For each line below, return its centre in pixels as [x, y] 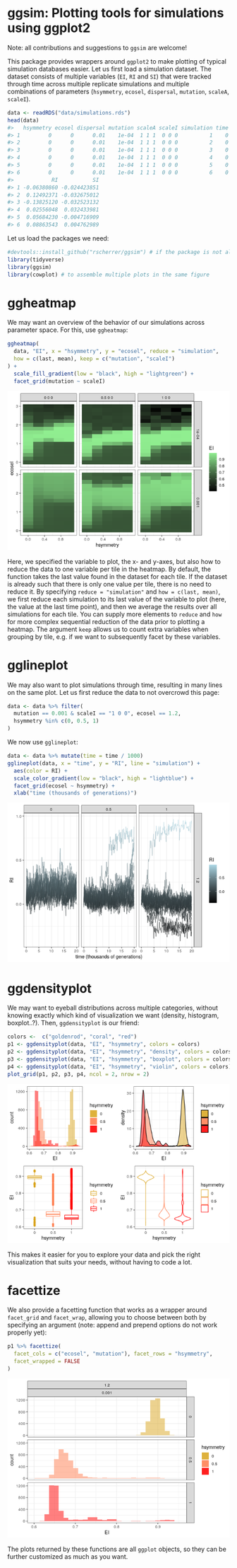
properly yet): [27, 1332]
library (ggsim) [30, 267]
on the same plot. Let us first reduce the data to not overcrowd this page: [114, 692]
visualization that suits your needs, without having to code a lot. [100, 1262]
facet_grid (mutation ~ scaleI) [60, 381]
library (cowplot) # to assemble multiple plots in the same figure [109, 275]
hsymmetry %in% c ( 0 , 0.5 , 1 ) [56, 721]
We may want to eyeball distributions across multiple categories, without [113, 1008]
